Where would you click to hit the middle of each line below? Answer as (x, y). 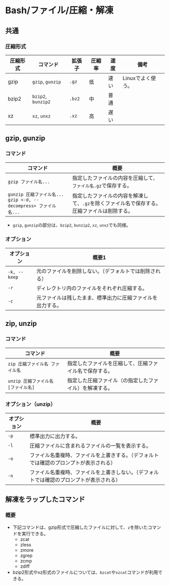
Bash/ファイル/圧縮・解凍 (59, 10)
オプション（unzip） (31, 405)
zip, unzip (21, 324)
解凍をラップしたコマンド (45, 500)
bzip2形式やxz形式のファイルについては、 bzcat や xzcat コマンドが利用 (85, 572)
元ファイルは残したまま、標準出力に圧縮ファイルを (97, 298)
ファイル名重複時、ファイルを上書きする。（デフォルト (94, 455)
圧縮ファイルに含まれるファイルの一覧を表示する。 (91, 446)
